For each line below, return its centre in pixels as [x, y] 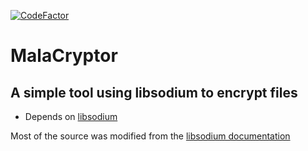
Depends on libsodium [71, 116]
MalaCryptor [64, 56]
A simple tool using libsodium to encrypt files [154, 92]
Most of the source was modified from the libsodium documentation [150, 136]
